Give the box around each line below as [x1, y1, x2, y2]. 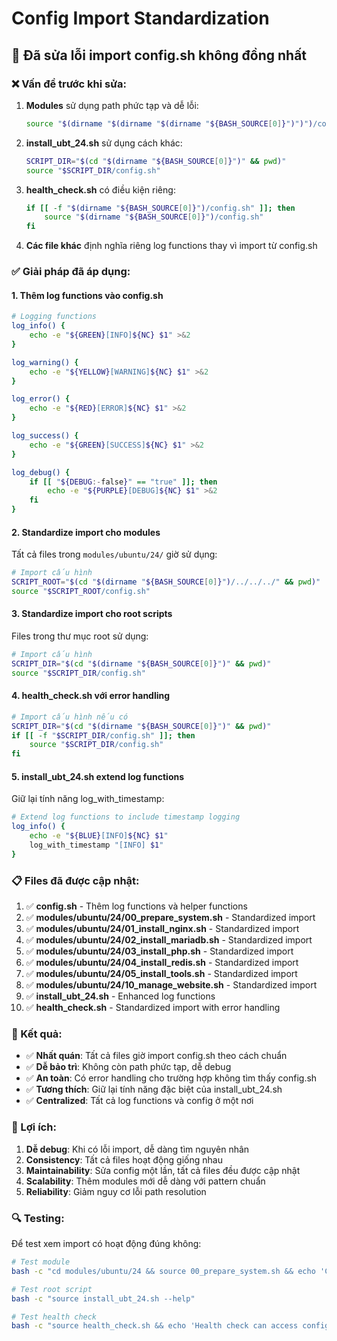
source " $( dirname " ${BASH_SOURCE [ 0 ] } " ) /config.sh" [44, 212, 264, 222]
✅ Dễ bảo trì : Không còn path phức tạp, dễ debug [25, 1061, 232, 1073]
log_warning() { [11, 357, 79, 367]
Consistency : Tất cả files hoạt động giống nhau [25, 1153, 223, 1166]
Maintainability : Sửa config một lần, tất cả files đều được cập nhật [25, 1164, 301, 1176]
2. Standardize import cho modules [11, 526, 161, 538]
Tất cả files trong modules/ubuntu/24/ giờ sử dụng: [11, 548, 218, 561]
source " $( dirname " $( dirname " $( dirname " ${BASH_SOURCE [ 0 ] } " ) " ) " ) [25, 118, 314, 129]
